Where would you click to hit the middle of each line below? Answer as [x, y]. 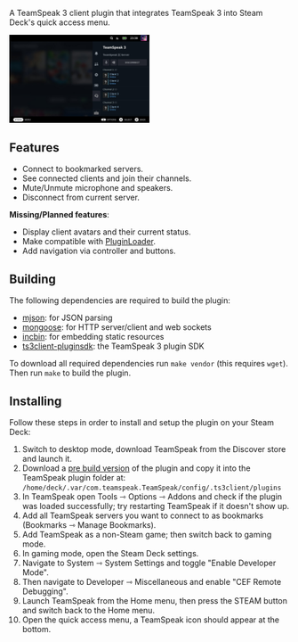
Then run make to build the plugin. [70, 373]
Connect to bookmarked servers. [83, 169]
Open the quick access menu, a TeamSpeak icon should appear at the [151, 620]
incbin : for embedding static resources [93, 337]
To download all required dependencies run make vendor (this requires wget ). [149, 364]
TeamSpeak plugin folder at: [74, 477]
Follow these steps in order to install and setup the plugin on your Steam [141, 422]
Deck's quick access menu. [60, 22]
